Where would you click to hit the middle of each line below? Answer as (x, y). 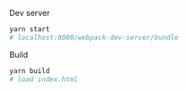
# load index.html (44, 79)
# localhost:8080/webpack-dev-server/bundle (94, 37)
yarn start (30, 29)
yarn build (30, 70)
